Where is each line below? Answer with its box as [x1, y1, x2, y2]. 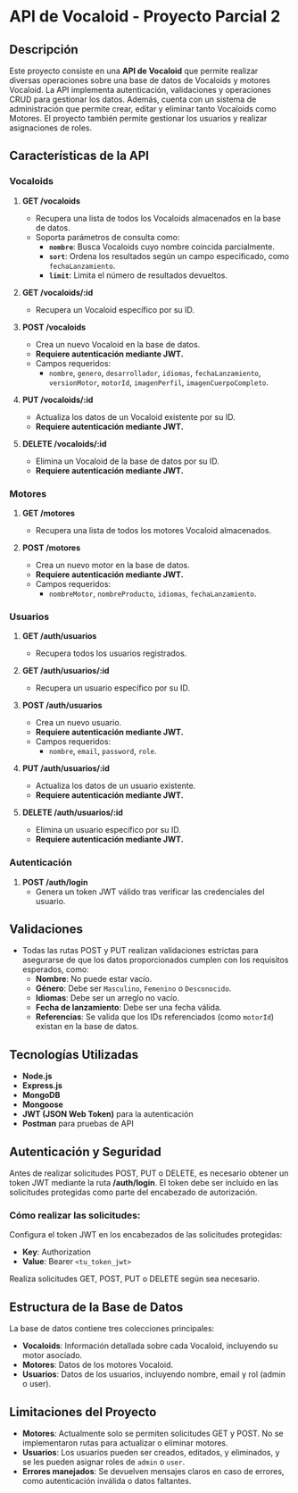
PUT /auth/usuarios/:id [21, 763, 110, 774]
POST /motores [21, 542, 81, 553]
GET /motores [21, 507, 76, 518]
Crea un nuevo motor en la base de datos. [35, 559, 190, 570]
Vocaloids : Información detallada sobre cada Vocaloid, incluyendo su [21, 1340, 278, 1351]
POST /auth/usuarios [21, 700, 103, 711]
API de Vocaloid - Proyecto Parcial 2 [9, 6, 281, 27]
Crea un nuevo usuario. [35, 717, 122, 728]
